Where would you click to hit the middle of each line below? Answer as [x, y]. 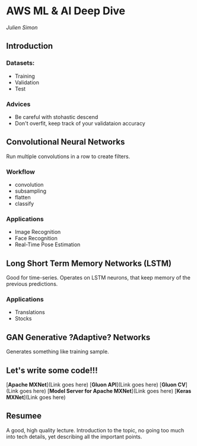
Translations [30, 312]
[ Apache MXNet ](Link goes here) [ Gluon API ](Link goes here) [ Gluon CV [96, 385]
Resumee [24, 416]
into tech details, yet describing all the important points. [74, 436]
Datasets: [20, 63]
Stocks [23, 319]
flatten [23, 197]
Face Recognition [36, 238]
